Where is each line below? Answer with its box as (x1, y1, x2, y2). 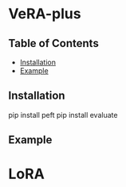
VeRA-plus (8, 5, 81, 23)
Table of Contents (8, 37, 100, 50)
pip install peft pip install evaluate (8, 110, 118, 119)
